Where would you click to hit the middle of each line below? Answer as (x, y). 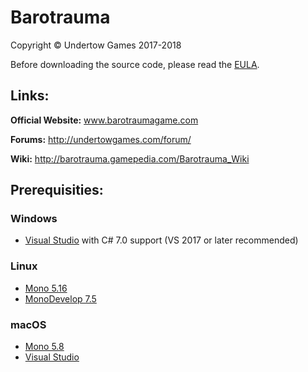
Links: (30, 96)
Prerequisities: (57, 190)
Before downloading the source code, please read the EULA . (135, 64)
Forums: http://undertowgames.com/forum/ (101, 139)
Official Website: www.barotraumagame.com (104, 120)
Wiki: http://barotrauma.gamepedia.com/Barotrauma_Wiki (130, 158)
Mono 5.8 (44, 347)
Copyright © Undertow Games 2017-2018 (96, 45)
